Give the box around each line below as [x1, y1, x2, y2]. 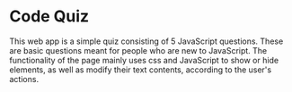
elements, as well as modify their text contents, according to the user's [9, 64, 272, 75]
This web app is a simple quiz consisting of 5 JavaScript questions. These [9, 36, 284, 46]
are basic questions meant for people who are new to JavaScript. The [9, 45, 268, 55]
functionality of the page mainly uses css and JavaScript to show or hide [9, 54, 279, 65]
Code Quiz [9, 6, 90, 27]
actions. [9, 73, 39, 84]
